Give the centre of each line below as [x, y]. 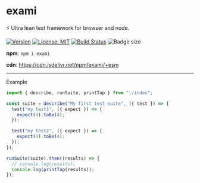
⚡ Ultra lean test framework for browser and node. [68, 27]
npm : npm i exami [28, 53]
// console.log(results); [44, 164]
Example [17, 82]
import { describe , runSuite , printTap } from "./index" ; [79, 93]
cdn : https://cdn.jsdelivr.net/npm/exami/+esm [62, 64]
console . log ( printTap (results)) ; [53, 169]
